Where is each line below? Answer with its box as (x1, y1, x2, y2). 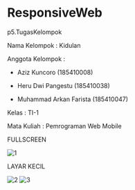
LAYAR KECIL (7, 162, 46, 171)
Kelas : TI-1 (7, 108, 39, 116)
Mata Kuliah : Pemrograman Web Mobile (7, 121, 123, 130)
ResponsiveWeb (7, 5, 102, 21)
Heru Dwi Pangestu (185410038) (17, 81, 111, 89)
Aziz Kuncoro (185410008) (17, 68, 93, 76)
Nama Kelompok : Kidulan (7, 41, 81, 49)
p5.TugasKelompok (7, 28, 62, 36)
